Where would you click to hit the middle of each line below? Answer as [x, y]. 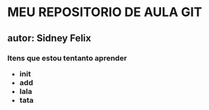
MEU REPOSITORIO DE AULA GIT [105, 12]
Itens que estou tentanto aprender [67, 58]
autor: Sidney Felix [49, 38]
